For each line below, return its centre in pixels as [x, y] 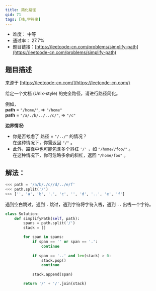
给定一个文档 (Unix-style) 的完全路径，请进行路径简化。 [63, 93]
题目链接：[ [24, 47]
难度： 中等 [24, 34]
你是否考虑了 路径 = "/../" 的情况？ [50, 136]
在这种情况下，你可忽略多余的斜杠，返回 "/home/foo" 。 [70, 155]
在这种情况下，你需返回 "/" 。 [44, 143]
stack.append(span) [52, 275]
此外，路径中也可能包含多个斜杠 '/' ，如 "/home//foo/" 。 [73, 149]
